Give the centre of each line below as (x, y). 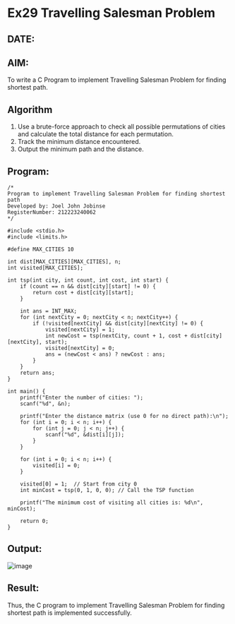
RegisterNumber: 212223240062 (52, 212)
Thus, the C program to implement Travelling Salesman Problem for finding (116, 605)
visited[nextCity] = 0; (80, 348)
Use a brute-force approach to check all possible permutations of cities (121, 127)
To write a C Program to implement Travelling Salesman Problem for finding (117, 80)
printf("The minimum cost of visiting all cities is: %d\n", (112, 503)
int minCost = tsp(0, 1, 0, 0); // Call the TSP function (107, 491)
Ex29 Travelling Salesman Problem (111, 13)
